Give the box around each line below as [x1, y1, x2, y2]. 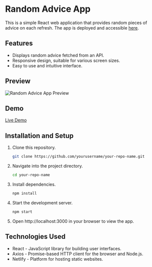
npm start [12, 209, 33, 214]
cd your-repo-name [12, 173, 50, 178]
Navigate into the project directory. [12, 163, 83, 169]
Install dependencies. [12, 181, 56, 187]
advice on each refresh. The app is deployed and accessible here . [5, 25, 139, 30]
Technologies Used [5, 233, 65, 241]
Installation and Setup [5, 131, 74, 140]
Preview [5, 77, 31, 86]
